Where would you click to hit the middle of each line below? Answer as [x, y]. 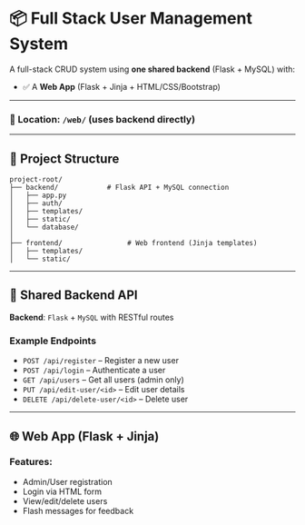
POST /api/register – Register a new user [101, 361]
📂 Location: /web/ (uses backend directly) [103, 119]
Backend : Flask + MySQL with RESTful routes [92, 317]
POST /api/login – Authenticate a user [94, 371]
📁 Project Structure [64, 158]
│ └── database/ [44, 228]
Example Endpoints [53, 341]
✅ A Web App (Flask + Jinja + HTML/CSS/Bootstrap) [121, 86]
